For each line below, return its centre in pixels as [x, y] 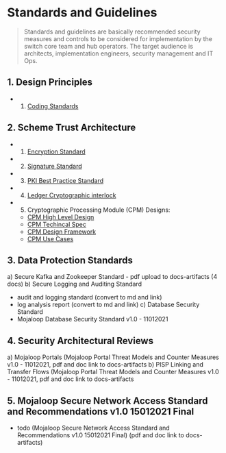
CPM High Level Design [61, 217]
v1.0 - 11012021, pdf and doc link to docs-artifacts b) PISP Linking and [105, 365]
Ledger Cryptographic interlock [72, 195]
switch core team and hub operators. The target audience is [109, 46]
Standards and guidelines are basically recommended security [112, 32]
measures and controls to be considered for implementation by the [118, 38]
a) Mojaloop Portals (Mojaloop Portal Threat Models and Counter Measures [113, 357]
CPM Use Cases [50, 238]
